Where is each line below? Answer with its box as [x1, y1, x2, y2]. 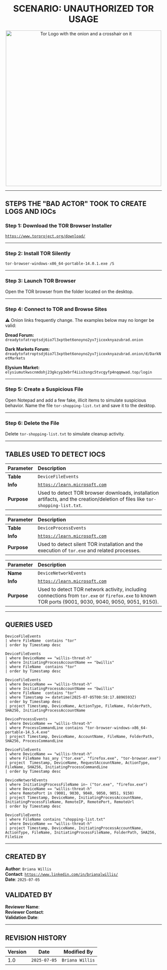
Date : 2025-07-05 [5, 876, 40, 882]
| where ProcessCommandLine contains [5, 725, 83, 730]
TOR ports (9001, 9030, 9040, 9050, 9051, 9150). [37, 598, 159, 605]
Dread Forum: [5, 332, 34, 338]
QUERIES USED [5, 621, 53, 629]
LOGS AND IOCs [5, 207, 56, 216]
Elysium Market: [5, 364, 40, 370]
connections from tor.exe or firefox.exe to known [37, 592, 157, 599]
